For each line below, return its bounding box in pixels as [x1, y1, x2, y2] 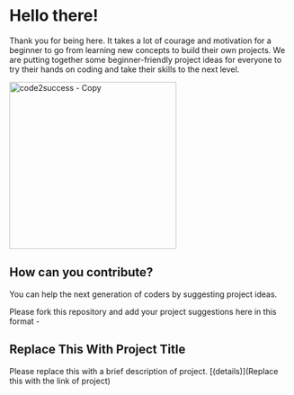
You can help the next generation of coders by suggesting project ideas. [9, 289, 278, 300]
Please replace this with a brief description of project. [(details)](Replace [9, 365, 279, 376]
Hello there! [9, 5, 99, 26]
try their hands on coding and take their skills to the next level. [9, 64, 240, 75]
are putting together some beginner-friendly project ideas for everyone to [9, 54, 282, 65]
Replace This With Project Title [9, 342, 186, 357]
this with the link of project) [9, 375, 111, 386]
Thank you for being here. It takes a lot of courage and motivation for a [9, 35, 272, 46]
